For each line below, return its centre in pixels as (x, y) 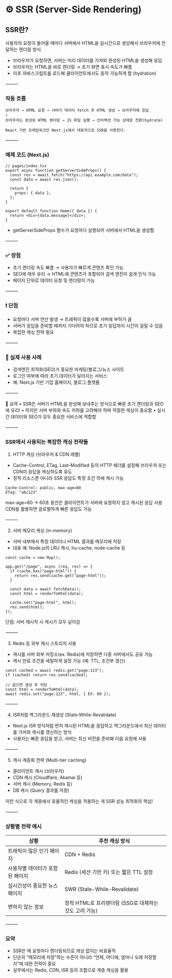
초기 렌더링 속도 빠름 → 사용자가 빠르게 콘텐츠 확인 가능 (68, 267)
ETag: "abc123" (21, 492)
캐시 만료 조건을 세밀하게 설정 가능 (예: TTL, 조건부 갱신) (69, 661)
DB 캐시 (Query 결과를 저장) (41, 790)
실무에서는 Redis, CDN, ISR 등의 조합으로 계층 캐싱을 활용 (71, 970)
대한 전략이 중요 (40, 964)
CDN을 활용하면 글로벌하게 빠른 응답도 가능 (49, 509)
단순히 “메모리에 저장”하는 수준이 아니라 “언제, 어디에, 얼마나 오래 (78, 957)
